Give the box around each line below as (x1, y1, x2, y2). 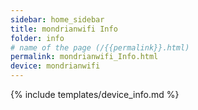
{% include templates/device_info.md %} (10, 89, 180, 100)
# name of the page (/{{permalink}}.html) (10, 42, 190, 53)
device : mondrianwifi (10, 61, 101, 71)
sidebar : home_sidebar (10, 14, 105, 25)
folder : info (10, 33, 65, 43)
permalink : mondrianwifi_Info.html (10, 52, 159, 62)
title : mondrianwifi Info (10, 24, 118, 34)
